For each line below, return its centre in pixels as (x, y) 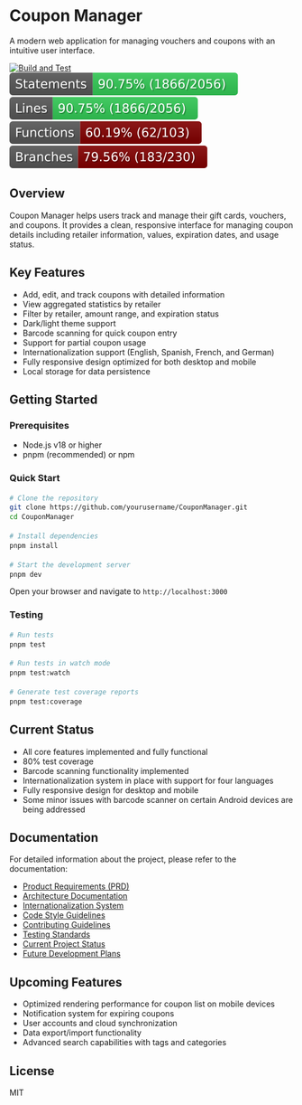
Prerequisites (39, 425)
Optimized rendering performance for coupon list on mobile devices (148, 1004)
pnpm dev (26, 574)
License (32, 1071)
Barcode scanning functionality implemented (105, 770)
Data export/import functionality (82, 1033)
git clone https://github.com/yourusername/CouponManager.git (128, 507)
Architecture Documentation (75, 896)
